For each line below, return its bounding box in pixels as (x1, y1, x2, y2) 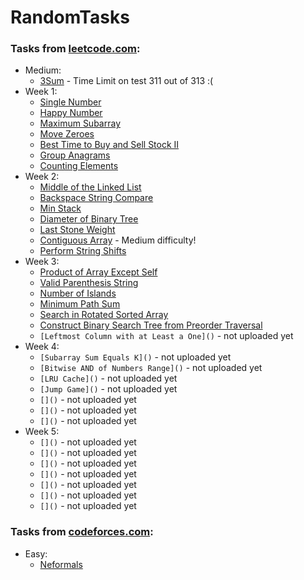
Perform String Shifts (39, 245, 127, 257)
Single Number (39, 96, 102, 108)
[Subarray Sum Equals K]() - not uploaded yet (39, 351, 232, 363)
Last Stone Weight (39, 224, 116, 236)
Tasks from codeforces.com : (10, 525, 154, 539)
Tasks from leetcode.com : (10, 42, 141, 56)
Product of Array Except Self (39, 266, 158, 278)
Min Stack (39, 202, 82, 215)
